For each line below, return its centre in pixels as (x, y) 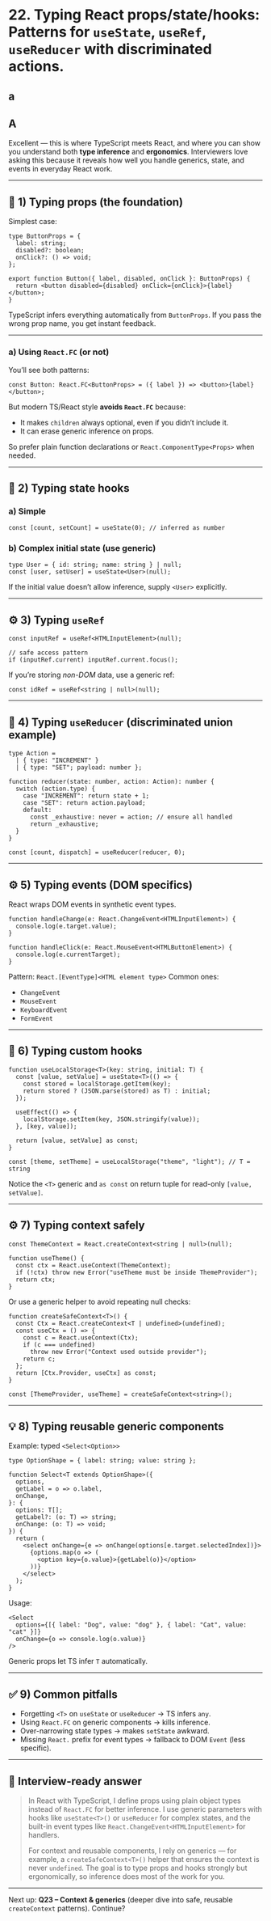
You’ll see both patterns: (49, 370)
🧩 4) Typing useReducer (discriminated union (121, 722)
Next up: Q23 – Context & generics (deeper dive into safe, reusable (121, 1899)
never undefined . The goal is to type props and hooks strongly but (138, 1868)
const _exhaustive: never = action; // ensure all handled (131, 817)
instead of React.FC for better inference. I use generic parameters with (145, 1809)
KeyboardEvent (44, 1010)
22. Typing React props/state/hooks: (134, 15)
